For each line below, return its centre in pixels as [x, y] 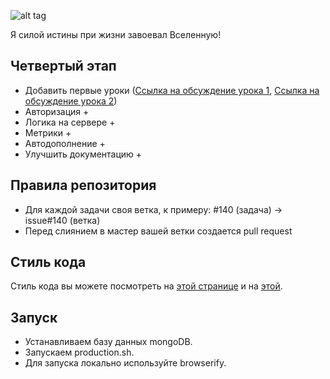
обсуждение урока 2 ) [71, 101]
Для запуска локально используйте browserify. [125, 363]
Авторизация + [57, 111]
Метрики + [48, 132]
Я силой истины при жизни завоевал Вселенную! [116, 34]
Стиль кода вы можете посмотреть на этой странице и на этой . [146, 286]
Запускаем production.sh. [79, 352]
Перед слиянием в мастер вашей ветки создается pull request [158, 231]
